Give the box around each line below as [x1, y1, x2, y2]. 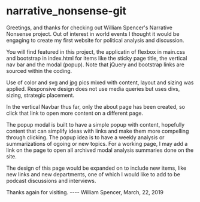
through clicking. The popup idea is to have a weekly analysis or [6, 133, 165, 141]
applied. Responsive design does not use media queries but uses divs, [6, 85, 180, 92]
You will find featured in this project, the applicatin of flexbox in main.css [6, 48, 186, 55]
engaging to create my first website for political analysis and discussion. [6, 36, 184, 44]
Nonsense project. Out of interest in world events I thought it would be [6, 30, 180, 37]
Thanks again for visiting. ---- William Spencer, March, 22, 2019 [6, 188, 163, 195]
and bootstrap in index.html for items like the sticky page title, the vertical [6, 54, 187, 62]
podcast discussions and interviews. [6, 177, 96, 184]
